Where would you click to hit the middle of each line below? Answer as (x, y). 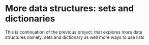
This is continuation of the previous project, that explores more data (74, 32)
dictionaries (30, 19)
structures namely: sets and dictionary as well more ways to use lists (75, 37)
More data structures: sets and (70, 8)
